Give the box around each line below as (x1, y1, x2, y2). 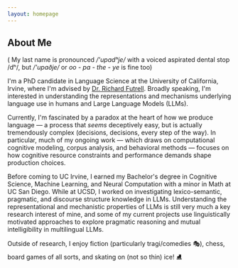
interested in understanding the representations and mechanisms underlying (7, 92, 232, 100)
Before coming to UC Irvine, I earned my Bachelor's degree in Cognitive (7, 172, 217, 181)
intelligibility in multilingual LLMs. (7, 225, 104, 234)
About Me (7, 37, 52, 49)
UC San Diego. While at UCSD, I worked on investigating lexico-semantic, (7, 188, 222, 196)
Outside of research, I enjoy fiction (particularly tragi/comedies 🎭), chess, (7, 240, 225, 248)
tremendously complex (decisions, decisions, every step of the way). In (7, 129, 217, 137)
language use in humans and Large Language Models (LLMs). (7, 100, 188, 108)
